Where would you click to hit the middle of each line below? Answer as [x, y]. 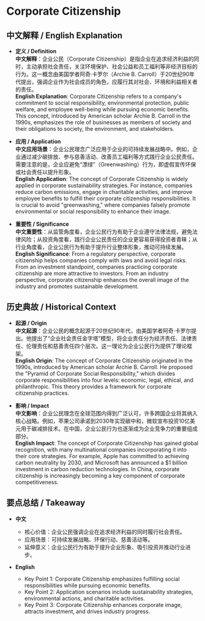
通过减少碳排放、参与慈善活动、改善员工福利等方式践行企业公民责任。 [109, 157]
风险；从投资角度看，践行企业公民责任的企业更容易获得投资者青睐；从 [109, 239]
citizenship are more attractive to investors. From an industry [92, 273]
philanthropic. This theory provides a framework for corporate [93, 386]
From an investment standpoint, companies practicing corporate [96, 267]
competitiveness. [37, 482]
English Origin [34, 360]
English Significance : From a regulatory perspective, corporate [95, 254]
